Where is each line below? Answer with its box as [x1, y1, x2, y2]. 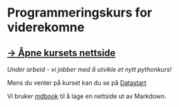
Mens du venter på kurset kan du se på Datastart [7, 79, 147, 87]
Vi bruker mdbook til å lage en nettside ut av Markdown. [7, 92, 167, 100]
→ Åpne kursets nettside [7, 47, 116, 59]
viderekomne [7, 19, 85, 35]
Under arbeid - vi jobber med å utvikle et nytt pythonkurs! [7, 66, 172, 73]
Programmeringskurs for [7, 5, 153, 21]
